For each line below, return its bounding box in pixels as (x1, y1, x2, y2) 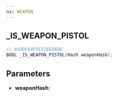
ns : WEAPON (6, 8, 33, 15)
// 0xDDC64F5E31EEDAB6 (6, 46, 63, 52)
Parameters (6, 68, 51, 79)
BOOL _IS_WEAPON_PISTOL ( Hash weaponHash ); (6, 52, 113, 58)
